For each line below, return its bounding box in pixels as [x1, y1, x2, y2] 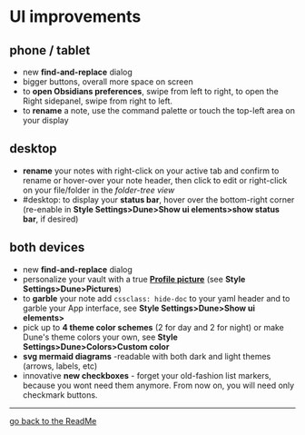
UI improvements [9, 6, 142, 27]
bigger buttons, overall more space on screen [22, 76, 193, 87]
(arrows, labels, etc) [22, 361, 98, 371]
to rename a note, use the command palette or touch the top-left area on [22, 105, 295, 115]
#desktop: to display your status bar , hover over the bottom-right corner [22, 193, 295, 205]
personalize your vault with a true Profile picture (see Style [22, 273, 246, 284]
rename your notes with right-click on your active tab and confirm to [22, 165, 280, 176]
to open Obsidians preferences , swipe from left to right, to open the [22, 86, 279, 96]
